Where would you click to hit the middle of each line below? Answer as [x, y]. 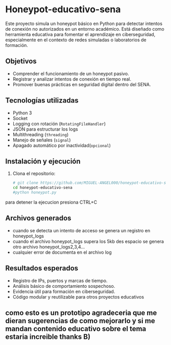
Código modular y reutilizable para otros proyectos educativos [78, 297]
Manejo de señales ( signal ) [42, 140]
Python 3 [22, 113]
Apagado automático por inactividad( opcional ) [62, 145]
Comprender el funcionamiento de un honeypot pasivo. [71, 73]
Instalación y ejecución [43, 161]
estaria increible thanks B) [48, 337]
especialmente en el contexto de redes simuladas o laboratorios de [76, 40]
